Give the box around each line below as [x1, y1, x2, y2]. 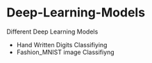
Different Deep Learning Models [6, 27, 99, 36]
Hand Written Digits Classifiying [16, 40, 108, 49]
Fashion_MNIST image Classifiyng [16, 48, 115, 56]
